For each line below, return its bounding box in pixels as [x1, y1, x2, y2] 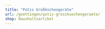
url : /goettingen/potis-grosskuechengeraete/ [5, 12, 100, 17]
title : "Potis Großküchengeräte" [5, 7, 74, 12]
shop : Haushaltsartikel [5, 16, 54, 21]
